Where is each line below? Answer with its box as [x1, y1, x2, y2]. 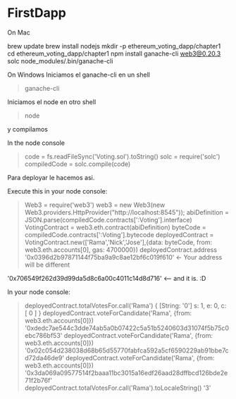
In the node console [7, 139, 66, 147]
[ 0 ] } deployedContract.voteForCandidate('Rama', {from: [24, 308, 192, 317]
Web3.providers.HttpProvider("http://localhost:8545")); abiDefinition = [24, 208, 230, 216]
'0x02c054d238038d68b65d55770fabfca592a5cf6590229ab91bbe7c [24, 346, 229, 355]
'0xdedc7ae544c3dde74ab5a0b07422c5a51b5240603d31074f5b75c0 [24, 324, 230, 332]
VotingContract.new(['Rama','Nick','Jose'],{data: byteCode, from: [24, 238, 213, 246]
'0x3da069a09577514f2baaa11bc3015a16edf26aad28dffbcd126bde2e [24, 368, 228, 377]
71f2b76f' [24, 376, 53, 384]
